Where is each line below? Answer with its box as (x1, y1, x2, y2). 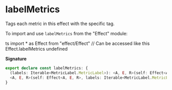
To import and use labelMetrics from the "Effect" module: (5, 30, 128, 36)
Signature (5, 55, 27, 62)
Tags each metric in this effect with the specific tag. (5, 20, 115, 27)
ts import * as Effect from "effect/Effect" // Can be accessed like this (5, 40, 150, 47)
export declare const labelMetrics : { (5, 65, 88, 71)
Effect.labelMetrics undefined (5, 46, 68, 52)
